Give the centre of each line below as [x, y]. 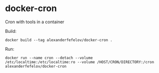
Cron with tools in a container [35, 22]
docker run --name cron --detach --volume [49, 58]
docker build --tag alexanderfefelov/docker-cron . [59, 40]
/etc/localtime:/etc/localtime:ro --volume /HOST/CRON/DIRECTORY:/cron [79, 62]
